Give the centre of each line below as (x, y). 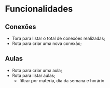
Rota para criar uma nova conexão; (47, 44)
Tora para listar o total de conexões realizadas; (58, 38)
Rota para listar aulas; (34, 75)
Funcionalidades (39, 9)
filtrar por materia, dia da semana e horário (62, 80)
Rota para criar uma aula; (37, 70)
